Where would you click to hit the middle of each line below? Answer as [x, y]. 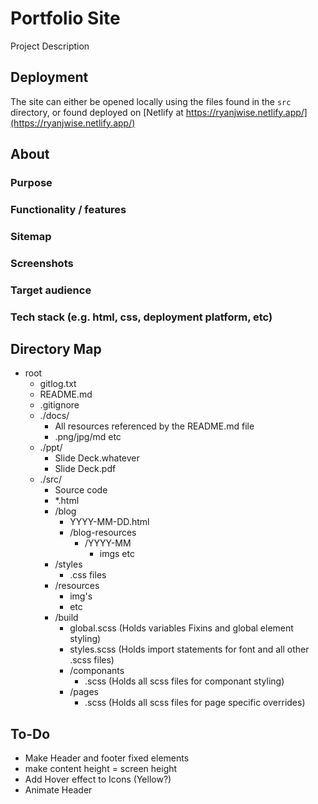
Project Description [50, 46]
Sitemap [31, 236]
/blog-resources [103, 533]
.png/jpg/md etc [88, 437]
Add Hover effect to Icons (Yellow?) [98, 779]
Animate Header [58, 790]
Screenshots [42, 263]
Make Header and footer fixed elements [107, 758]
